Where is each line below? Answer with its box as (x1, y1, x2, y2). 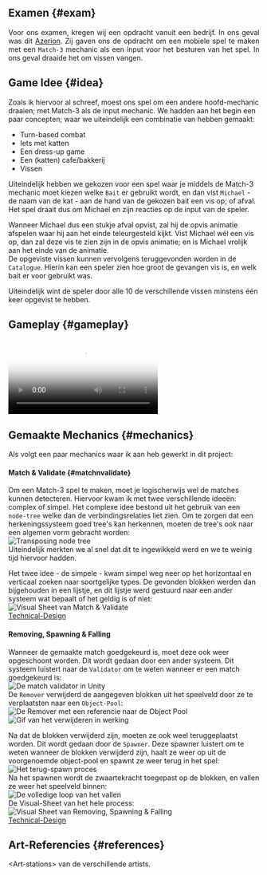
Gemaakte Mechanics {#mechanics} (8, 428, 194, 442)
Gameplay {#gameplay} (8, 318, 129, 332)
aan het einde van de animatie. (8, 245, 109, 254)
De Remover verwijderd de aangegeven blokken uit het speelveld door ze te (8, 689, 253, 699)
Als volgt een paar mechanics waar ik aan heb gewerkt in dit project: (8, 450, 234, 459)
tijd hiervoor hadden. (8, 554, 77, 563)
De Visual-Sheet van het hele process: (8, 798, 135, 808)
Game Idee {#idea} (8, 76, 104, 90)
